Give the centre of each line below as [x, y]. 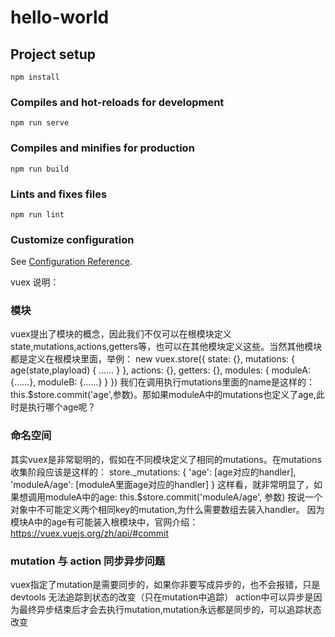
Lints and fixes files [59, 194]
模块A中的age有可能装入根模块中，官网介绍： [104, 522]
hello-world [60, 17]
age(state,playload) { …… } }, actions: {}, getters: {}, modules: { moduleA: [160, 370]
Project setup [53, 54]
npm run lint [37, 214]
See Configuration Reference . [71, 262]
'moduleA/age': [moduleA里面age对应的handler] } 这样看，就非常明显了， [162, 484]
